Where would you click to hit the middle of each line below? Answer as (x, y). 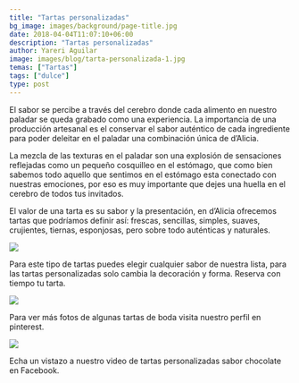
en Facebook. (34, 370)
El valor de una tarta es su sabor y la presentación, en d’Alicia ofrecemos (143, 210)
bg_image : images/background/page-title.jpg (93, 26)
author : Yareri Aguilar (54, 51)
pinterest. (27, 327)
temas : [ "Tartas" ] (43, 68)
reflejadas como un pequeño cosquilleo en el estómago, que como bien (141, 165)
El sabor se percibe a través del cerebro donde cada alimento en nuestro (143, 109)
